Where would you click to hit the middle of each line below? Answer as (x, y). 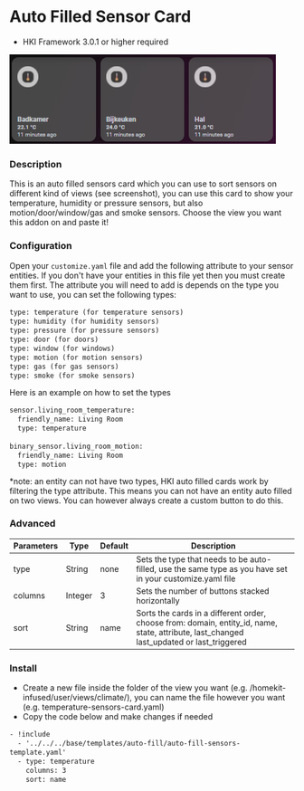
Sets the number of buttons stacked (203, 591)
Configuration (41, 246)
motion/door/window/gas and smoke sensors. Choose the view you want (146, 213)
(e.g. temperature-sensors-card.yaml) (93, 707)
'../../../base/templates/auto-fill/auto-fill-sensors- (133, 743)
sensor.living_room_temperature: (72, 410)
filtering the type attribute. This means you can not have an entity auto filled (151, 491)
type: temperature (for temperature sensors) (96, 312)
